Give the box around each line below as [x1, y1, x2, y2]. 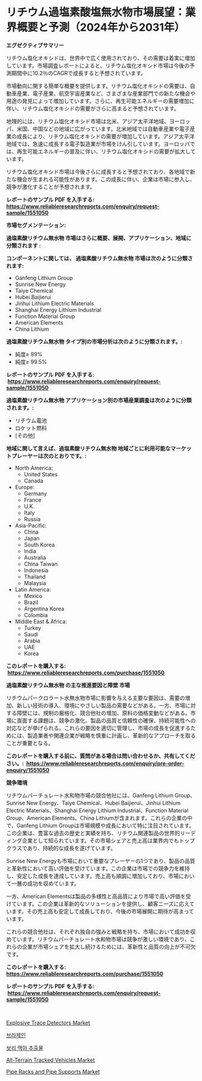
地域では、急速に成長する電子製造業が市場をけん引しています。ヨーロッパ [6, 140, 191, 148]
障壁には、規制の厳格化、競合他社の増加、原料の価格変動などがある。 [16, 709, 191, 717]
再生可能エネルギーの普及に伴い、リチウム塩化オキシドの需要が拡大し [16, 148, 191, 155]
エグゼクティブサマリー [6, 42, 64, 49]
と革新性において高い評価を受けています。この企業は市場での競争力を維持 [6, 865, 191, 872]
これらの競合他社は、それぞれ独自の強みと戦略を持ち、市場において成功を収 [6, 928, 196, 935]
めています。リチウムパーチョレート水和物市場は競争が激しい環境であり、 [6, 935, 190, 942]
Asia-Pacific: [14, 522, 47, 529]
